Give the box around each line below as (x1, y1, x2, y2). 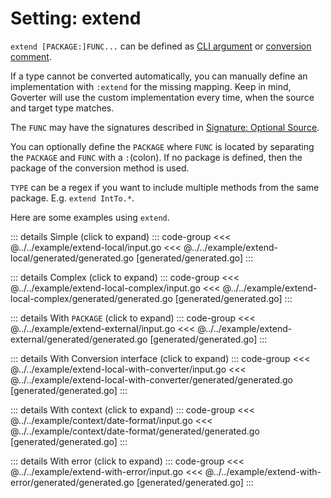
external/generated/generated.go (10, 333, 148, 345)
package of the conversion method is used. (10, 162, 190, 174)
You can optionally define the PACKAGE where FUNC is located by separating (10, 140, 315, 152)
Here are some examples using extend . (10, 211, 170, 223)
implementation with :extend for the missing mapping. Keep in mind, (10, 80, 292, 92)
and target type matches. (10, 102, 115, 114)
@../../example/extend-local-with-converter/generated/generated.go (10, 373, 293, 386)
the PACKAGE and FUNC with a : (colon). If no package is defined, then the (10, 151, 303, 163)
